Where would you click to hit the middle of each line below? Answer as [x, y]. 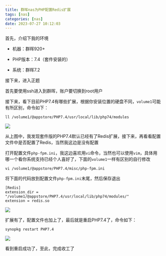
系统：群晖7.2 [26, 70]
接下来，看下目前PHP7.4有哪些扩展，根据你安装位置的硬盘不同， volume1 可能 [83, 102]
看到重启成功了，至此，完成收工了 [40, 249]
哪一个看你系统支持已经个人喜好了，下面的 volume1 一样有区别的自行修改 [78, 159]
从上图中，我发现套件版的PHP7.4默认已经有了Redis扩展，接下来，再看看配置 [83, 136]
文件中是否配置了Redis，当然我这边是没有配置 [52, 142]
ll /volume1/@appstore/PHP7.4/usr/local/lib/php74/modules [67, 117]
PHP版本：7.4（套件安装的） [41, 60]
